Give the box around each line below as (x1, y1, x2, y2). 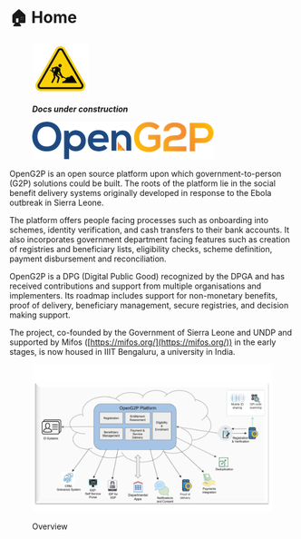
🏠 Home (9, 7, 77, 28)
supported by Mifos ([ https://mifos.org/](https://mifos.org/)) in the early (9, 337, 277, 348)
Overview (32, 521, 68, 532)
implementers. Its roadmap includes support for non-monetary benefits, (9, 289, 278, 300)
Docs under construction (32, 103, 129, 114)
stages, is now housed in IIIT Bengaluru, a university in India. (9, 346, 236, 357)
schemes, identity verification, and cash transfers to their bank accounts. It (9, 224, 290, 235)
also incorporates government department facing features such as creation (9, 233, 290, 245)
